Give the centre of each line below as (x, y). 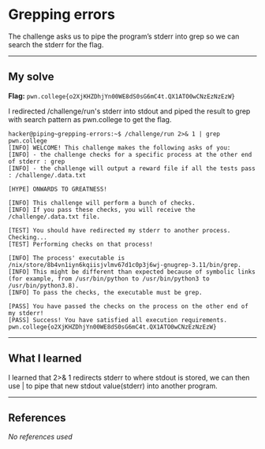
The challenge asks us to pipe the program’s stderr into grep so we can (124, 36)
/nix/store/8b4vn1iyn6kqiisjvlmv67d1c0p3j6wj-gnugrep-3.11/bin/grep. (125, 265)
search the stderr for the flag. (56, 44)
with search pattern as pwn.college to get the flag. (90, 119)
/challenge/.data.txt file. (54, 217)
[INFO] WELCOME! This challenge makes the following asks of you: (119, 147)
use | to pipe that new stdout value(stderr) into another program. (113, 386)
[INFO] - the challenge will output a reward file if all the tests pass (132, 168)
